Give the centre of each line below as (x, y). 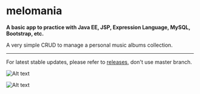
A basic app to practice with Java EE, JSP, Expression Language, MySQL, (98, 27)
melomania (34, 11)
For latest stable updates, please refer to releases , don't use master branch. (99, 62)
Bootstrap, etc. (25, 33)
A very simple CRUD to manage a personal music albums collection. (90, 45)
